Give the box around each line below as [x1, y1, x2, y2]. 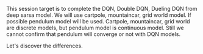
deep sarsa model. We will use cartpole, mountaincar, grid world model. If [6, 11, 192, 19]
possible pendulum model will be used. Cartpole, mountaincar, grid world [6, 18, 190, 25]
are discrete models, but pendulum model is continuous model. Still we [6, 24, 184, 31]
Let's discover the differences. [6, 42, 84, 49]
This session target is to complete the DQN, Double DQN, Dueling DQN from [6, 5, 198, 12]
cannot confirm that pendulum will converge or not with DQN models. [6, 31, 181, 38]
